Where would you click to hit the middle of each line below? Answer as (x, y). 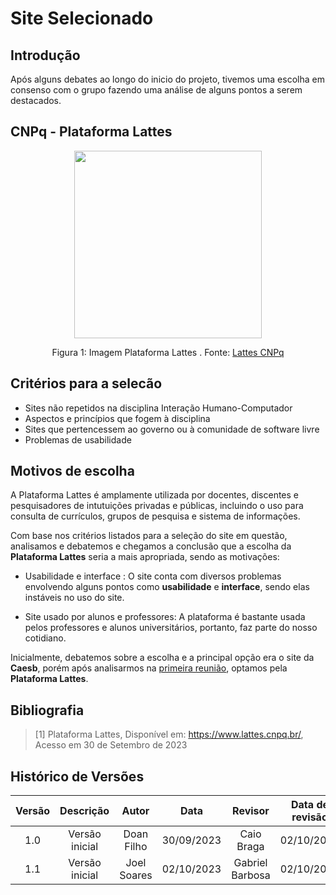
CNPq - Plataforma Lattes (91, 132)
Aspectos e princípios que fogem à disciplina (117, 418)
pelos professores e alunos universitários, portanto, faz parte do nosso (171, 628)
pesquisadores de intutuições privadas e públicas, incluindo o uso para (157, 506)
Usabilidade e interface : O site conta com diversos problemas (153, 576)
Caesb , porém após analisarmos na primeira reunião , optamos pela (149, 668)
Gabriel (250, 863)
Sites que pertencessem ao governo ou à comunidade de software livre (172, 429)
